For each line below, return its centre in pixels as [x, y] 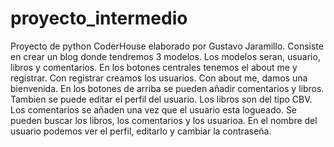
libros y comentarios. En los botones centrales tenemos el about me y [154, 67]
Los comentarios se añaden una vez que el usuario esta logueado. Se [154, 109]
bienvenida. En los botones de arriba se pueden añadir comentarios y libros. [167, 88]
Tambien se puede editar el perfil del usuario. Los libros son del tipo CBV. [161, 99]
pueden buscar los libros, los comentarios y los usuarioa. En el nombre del [164, 120]
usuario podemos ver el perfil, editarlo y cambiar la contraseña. [141, 131]
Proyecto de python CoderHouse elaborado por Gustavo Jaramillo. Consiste [167, 46]
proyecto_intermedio [99, 18]
